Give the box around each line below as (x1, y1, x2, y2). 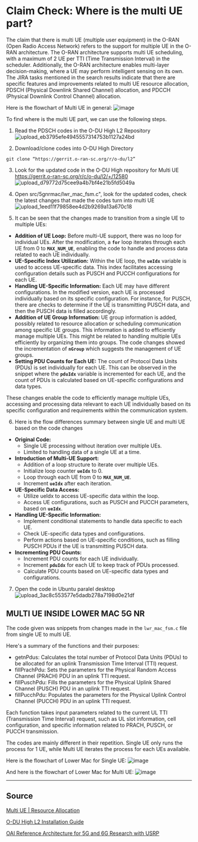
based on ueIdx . (23, 505, 63, 512)
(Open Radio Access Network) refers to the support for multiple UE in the (6, 43, 184, 50)
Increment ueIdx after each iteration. (23, 479, 112, 487)
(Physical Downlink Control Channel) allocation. (6, 93, 122, 100)
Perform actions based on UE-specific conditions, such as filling (23, 536, 180, 543)
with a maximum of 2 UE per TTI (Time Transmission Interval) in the (6, 55, 170, 62)
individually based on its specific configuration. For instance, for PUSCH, (14, 295, 192, 302)
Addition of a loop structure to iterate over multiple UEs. (23, 461, 159, 468)
